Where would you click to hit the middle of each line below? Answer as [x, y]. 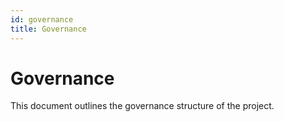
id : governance [42, 19]
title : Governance [48, 29]
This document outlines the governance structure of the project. [142, 106]
